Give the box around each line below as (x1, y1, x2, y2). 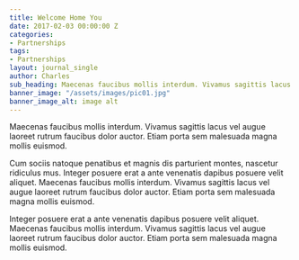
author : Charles (9, 72, 70, 81)
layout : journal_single (9, 64, 99, 73)
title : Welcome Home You (9, 13, 102, 22)
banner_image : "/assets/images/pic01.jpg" (9, 88, 171, 97)
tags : (9, 47, 30, 56)
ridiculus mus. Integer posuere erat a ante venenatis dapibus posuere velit (9, 167, 284, 178)
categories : (9, 30, 54, 39)
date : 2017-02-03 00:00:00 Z (9, 22, 119, 31)
